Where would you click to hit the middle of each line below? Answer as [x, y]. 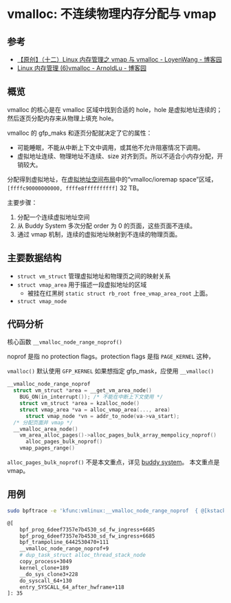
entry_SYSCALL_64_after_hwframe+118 [72, 587]
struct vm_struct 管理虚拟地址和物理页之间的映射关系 [94, 276]
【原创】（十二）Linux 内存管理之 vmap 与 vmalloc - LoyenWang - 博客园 [119, 59]
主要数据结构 [34, 258]
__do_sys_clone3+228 [49, 574]
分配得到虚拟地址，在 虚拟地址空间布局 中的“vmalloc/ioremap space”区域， [112, 179]
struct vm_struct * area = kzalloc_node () [79, 404]
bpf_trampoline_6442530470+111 [64, 542]
